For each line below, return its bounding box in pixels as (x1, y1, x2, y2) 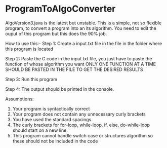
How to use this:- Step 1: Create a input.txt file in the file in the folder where (5, 40, 162, 46)
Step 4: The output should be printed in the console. (5, 86, 114, 92)
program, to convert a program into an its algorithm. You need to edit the (5, 25, 157, 31)
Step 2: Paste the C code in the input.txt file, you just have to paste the (5, 55, 153, 61)
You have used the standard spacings (12, 116, 92, 122)
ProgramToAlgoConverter (5, 3, 116, 15)
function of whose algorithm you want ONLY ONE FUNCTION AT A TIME (5, 61, 156, 67)
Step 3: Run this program (5, 76, 57, 82)
